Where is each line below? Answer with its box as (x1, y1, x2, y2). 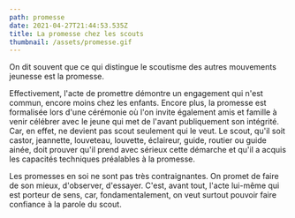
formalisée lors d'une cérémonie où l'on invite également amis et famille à (9, 107, 277, 117)
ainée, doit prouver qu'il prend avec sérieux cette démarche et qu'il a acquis (9, 145, 287, 155)
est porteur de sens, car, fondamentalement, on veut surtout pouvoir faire (9, 190, 276, 200)
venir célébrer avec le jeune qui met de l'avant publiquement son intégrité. (9, 117, 280, 127)
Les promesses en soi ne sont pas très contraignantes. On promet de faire (9, 171, 280, 182)
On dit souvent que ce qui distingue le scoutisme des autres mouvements (9, 62, 276, 72)
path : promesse (9, 12, 65, 22)
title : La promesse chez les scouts (9, 29, 144, 38)
